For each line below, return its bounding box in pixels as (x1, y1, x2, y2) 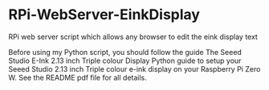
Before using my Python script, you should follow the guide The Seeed (8, 47, 243, 57)
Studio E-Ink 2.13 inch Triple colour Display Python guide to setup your (8, 56, 242, 65)
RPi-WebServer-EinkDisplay (8, 6, 201, 24)
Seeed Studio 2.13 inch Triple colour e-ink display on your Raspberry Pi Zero (8, 64, 261, 73)
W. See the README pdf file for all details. (8, 72, 147, 82)
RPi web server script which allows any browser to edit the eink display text (8, 32, 259, 41)
